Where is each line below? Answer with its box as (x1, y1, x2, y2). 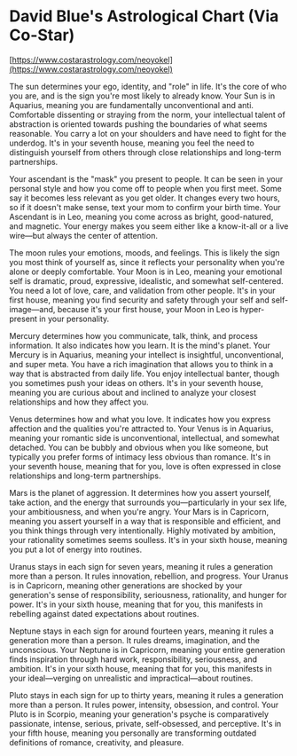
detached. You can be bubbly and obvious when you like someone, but (9, 442, 269, 453)
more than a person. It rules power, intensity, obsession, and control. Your (9, 699, 279, 710)
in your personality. (39, 313, 110, 324)
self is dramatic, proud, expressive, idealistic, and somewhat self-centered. (9, 275, 284, 286)
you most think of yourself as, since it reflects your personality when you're (9, 256, 285, 267)
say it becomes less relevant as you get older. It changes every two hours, (9, 193, 281, 203)
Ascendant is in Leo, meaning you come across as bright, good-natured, (9, 211, 274, 222)
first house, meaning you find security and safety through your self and (9, 295, 270, 305)
